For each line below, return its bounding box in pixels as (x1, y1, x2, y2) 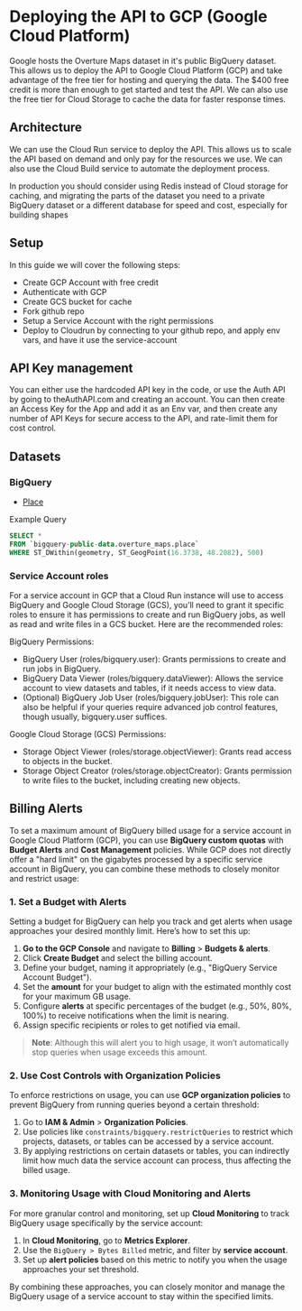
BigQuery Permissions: (9, 636, 95, 647)
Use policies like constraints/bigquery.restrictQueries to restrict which (22, 1126, 293, 1138)
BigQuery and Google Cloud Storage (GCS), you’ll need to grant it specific (9, 599, 285, 610)
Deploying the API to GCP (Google (9, 6, 268, 27)
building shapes (9, 209, 69, 220)
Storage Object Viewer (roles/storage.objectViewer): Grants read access (22, 746, 292, 757)
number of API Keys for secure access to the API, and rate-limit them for (9, 413, 279, 424)
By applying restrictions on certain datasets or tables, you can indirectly (22, 1146, 290, 1157)
